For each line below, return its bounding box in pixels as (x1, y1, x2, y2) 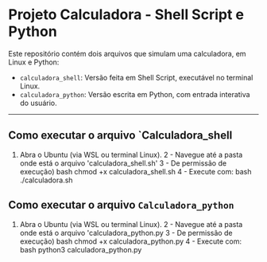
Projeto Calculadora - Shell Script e (8, 6, 245, 24)
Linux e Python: (8, 57, 60, 67)
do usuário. (19, 98, 57, 108)
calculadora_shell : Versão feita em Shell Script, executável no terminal (19, 72, 253, 82)
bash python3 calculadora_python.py (19, 244, 142, 254)
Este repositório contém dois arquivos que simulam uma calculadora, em (8, 49, 246, 58)
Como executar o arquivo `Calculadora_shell (8, 129, 233, 143)
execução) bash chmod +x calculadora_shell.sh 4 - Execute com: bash (19, 166, 252, 176)
